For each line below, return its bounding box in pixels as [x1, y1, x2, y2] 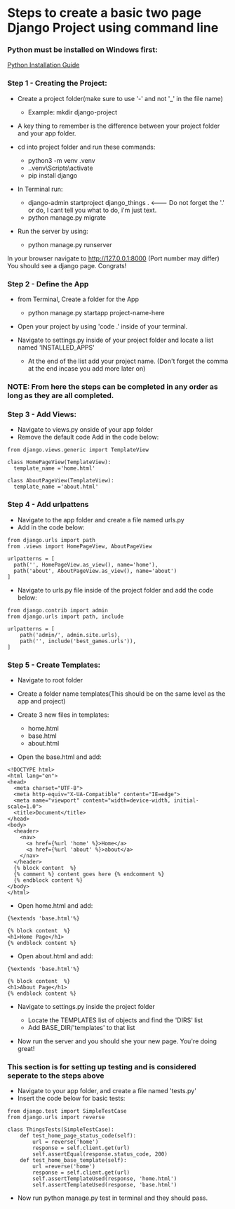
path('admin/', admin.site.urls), [20, 631, 121, 638]
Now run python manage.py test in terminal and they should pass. [17, 1194, 208, 1202]
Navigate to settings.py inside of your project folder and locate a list [17, 336, 214, 345]
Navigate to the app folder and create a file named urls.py [17, 515, 184, 524]
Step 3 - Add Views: [7, 409, 77, 419]
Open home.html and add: [17, 901, 93, 910]
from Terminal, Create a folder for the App [17, 295, 139, 303]
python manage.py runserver [27, 240, 112, 249]
